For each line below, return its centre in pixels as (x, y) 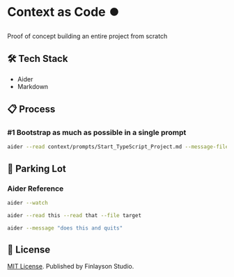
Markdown (33, 86)
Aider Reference (36, 189)
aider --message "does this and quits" (65, 228)
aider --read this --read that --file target (74, 215)
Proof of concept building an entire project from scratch (87, 36)
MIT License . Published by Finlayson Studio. (71, 267)
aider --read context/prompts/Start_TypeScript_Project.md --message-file (118, 147)
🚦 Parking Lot (37, 169)
